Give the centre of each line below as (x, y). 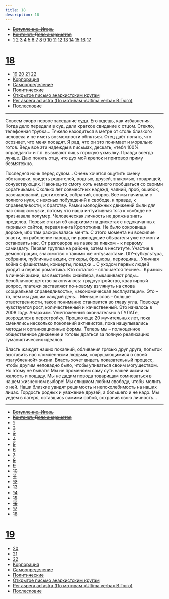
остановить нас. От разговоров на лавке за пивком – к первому (74, 243)
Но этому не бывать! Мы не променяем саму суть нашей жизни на (77, 371)
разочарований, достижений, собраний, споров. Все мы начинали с (79, 195)
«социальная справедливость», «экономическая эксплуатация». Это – (82, 291)
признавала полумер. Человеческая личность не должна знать (74, 216)
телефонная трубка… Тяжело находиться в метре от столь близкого (79, 131)
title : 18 (16, 10)
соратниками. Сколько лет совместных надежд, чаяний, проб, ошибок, (82, 189)
